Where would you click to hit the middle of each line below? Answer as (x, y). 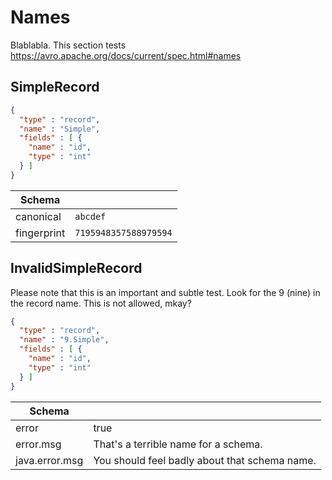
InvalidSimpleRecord (76, 268)
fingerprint (40, 233)
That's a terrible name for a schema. (178, 444)
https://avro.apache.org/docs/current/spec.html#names (126, 55)
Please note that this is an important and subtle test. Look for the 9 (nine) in (165, 292)
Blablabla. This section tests (68, 45)
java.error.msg (49, 460)
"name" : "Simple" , (60, 129)
